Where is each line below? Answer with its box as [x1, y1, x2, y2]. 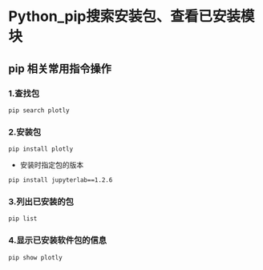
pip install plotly [8, 145, 74, 153]
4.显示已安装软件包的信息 [8, 235, 107, 246]
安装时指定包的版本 [19, 160, 84, 170]
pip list [8, 215, 38, 223]
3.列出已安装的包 [8, 196, 75, 208]
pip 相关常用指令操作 [8, 62, 112, 75]
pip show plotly [8, 253, 63, 261]
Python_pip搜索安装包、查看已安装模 [8, 7, 255, 26]
